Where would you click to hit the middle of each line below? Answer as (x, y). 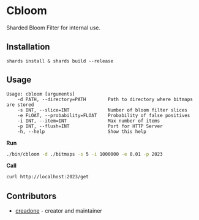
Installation (28, 47)
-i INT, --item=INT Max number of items (89, 121)
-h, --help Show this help (82, 131)
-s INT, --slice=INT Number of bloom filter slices (103, 110)
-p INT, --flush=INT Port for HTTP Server (90, 126)
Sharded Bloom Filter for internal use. (54, 28)
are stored (20, 105)
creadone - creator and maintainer (58, 211)
